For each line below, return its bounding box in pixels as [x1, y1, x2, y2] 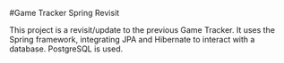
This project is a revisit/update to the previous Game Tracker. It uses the [9, 25, 276, 35]
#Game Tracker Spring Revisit [9, 8, 120, 18]
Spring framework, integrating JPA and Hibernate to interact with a [9, 35, 255, 44]
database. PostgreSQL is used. [9, 43, 124, 54]
